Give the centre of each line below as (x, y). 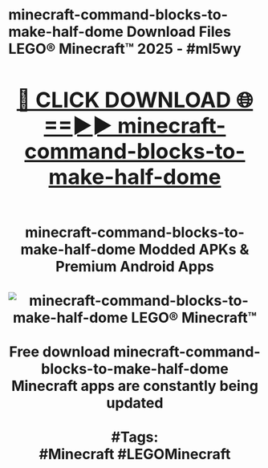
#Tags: (135, 437)
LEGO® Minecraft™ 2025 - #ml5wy (125, 49)
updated (135, 403)
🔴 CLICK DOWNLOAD (124, 100)
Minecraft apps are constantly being (135, 386)
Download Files (179, 32)
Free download (60, 352)
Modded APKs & (194, 249)
